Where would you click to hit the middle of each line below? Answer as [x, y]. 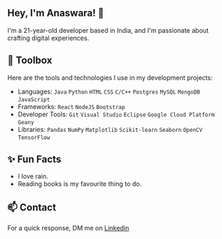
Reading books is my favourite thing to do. [80, 184]
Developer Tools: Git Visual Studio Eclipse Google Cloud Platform [116, 114]
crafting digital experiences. [48, 38]
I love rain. [33, 176]
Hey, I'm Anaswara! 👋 [56, 13]
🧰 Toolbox [30, 60]
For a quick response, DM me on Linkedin [68, 228]
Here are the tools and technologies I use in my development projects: [110, 77]
